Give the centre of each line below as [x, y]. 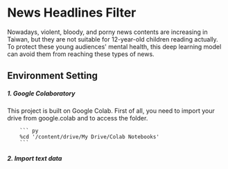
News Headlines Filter [72, 13]
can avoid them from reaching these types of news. [81, 54]
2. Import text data [35, 158]
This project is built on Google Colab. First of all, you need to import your [111, 111]
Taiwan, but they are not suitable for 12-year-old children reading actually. [113, 39]
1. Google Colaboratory [41, 93]
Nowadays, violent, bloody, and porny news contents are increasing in [107, 32]
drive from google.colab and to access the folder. [78, 118]
